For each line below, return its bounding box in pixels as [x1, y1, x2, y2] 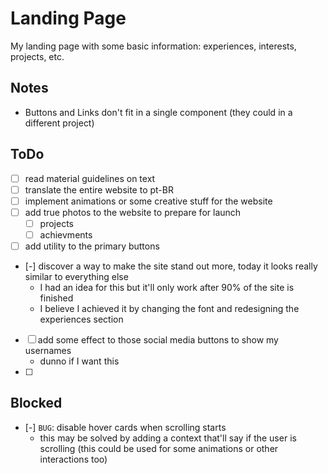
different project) [24, 117, 95, 129]
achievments [39, 228, 93, 241]
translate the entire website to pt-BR [24, 183, 174, 196]
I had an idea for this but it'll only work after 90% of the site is [39, 282, 295, 293]
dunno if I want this [39, 355, 120, 367]
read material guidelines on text [24, 172, 156, 184]
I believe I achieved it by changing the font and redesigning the [39, 303, 300, 314]
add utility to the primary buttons [24, 240, 160, 252]
